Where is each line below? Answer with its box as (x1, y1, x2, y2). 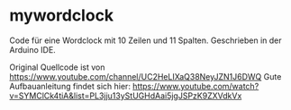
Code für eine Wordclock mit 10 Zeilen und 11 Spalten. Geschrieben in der (9, 35, 282, 46)
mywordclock (9, 5, 114, 26)
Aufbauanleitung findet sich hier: (9, 80, 131, 91)
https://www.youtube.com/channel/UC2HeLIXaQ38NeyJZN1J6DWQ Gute (9, 71, 282, 81)
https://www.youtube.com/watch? (132, 80, 259, 91)
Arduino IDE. (9, 44, 56, 55)
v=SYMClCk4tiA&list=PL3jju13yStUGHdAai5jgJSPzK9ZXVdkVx (9, 90, 242, 101)
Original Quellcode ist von (9, 62, 105, 72)
